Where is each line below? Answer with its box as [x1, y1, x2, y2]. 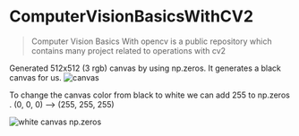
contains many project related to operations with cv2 [30, 45, 226, 55]
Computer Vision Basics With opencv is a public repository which [30, 36, 272, 47]
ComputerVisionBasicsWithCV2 [9, 6, 253, 27]
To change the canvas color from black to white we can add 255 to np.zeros [9, 89, 291, 100]
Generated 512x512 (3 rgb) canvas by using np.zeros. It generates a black [9, 63, 282, 73]
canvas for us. [9, 72, 63, 82]
